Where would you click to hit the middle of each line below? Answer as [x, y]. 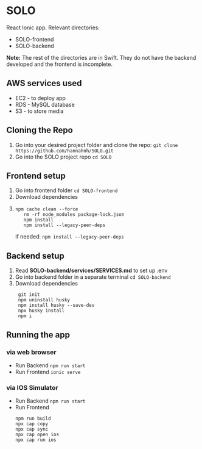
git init [29, 295]
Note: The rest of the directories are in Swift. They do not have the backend [101, 57]
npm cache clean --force [47, 209]
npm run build [33, 418]
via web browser [31, 352]
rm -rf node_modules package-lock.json [74, 215]
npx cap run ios [36, 440]
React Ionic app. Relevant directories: [53, 27]
